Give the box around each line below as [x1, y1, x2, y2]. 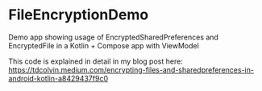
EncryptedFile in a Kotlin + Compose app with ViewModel [8, 40, 199, 50]
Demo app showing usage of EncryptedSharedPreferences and [8, 32, 219, 42]
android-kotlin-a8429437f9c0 [8, 73, 109, 83]
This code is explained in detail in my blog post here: [8, 56, 183, 66]
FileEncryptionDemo [8, 6, 149, 24]
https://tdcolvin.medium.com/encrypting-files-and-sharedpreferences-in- [8, 64, 254, 74]
